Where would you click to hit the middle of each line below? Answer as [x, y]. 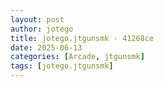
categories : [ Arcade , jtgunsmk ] [77, 57]
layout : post [37, 19]
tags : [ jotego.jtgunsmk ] [62, 66]
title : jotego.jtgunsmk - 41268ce [82, 38]
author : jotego [42, 29]
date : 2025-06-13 [46, 47]
